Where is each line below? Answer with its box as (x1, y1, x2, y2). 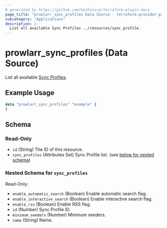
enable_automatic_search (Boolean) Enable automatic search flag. (12, 190, 147, 197)
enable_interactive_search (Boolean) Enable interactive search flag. (12, 196, 153, 202)
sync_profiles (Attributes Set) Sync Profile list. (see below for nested (12, 152, 154, 158)
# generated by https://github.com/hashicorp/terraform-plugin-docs (5, 7, 150, 12)
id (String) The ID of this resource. (12, 146, 83, 152)
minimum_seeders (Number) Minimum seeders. (12, 212, 106, 218)
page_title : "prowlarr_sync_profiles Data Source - (5, 12, 114, 17)
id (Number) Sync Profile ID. (12, 206, 71, 212)
